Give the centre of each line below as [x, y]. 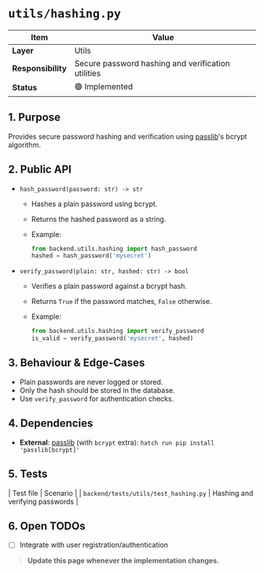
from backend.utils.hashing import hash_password [114, 249]
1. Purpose [35, 118]
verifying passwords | [43, 501]
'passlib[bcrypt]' [49, 450]
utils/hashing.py [65, 14]
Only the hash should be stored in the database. [97, 390]
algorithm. [25, 145]
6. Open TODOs [47, 526]
